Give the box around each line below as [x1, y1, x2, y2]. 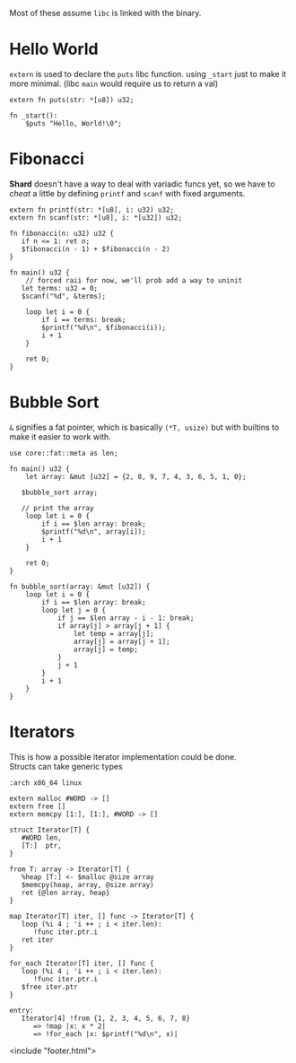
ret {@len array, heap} [21, 888, 110, 897]
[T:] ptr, [21, 841, 63, 850]
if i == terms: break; [41, 315, 126, 324]
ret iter [21, 935, 54, 945]
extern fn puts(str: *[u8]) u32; [9, 95, 135, 104]
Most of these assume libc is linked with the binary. [9, 8, 202, 18]
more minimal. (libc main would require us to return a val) [9, 78, 219, 89]
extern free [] [9, 802, 66, 811]
